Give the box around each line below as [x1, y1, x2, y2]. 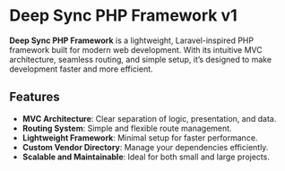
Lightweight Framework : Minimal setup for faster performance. [22, 132, 258, 143]
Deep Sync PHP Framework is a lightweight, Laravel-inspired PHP [9, 35, 254, 46]
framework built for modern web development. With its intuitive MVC [9, 44, 263, 55]
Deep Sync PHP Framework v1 [9, 5, 237, 26]
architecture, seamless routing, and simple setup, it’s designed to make [9, 54, 272, 64]
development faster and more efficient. [9, 64, 154, 74]
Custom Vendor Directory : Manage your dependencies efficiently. [22, 141, 269, 152]
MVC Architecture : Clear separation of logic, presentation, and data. [22, 113, 277, 124]
